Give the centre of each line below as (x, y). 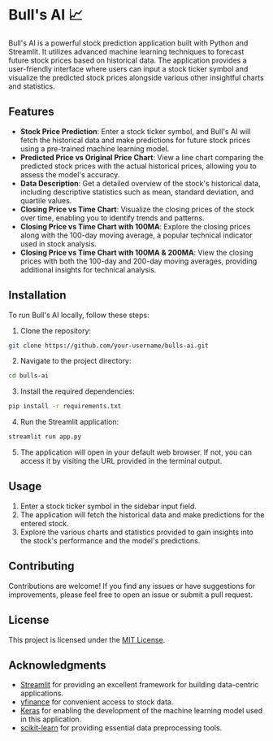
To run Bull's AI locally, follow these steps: (79, 315)
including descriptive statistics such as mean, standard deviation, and (137, 192)
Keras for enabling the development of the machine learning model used (141, 711)
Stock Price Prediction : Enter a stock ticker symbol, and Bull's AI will (135, 131)
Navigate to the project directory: (76, 361)
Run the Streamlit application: (69, 422)
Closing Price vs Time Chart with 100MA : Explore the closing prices (135, 226)
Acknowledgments (58, 665)
